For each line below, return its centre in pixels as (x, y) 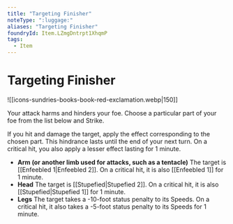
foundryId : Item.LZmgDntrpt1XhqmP (58, 33)
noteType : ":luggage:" (40, 20)
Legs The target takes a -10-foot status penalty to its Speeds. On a (113, 199)
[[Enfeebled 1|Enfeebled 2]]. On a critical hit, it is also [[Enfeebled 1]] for (120, 169)
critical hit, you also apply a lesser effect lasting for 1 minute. (94, 149)
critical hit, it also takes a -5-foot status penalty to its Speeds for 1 (112, 207)
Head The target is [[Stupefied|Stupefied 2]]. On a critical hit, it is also (118, 184)
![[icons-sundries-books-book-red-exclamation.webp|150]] (92, 99)
